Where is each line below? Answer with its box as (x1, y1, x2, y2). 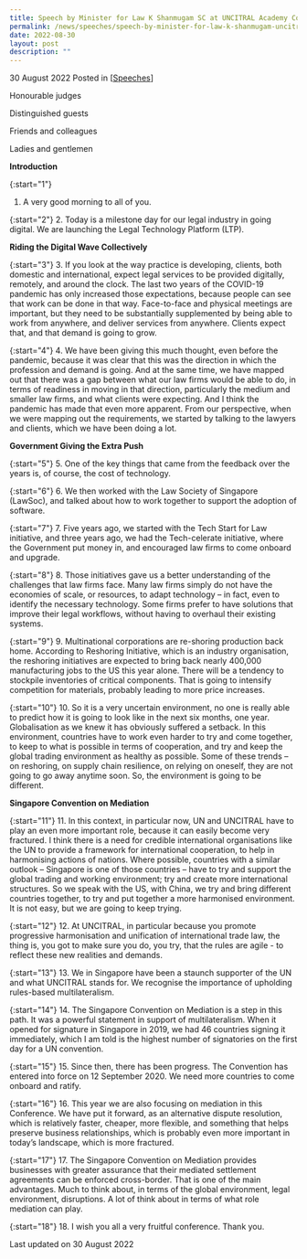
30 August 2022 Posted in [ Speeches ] (9, 72, 153, 83)
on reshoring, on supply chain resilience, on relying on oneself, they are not (9, 761, 294, 772)
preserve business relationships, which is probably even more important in (9, 1127, 291, 1138)
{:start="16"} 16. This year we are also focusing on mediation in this (9, 1098, 263, 1109)
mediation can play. (9, 1203, 83, 1214)
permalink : (9, 22, 51, 31)
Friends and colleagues (9, 125, 98, 137)
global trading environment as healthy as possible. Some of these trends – (9, 751, 289, 762)
